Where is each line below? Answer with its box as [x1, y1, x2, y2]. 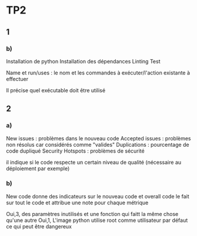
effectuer [6, 75, 29, 82]
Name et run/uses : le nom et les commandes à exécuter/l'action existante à [6, 69, 190, 76]
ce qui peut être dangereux [6, 222, 72, 230]
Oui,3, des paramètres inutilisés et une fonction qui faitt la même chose [6, 210, 179, 217]
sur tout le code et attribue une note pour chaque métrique [6, 199, 149, 206]
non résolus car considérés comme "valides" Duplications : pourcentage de [6, 141, 189, 148]
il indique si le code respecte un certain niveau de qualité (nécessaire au [6, 159, 182, 166]
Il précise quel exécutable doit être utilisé [6, 86, 106, 94]
